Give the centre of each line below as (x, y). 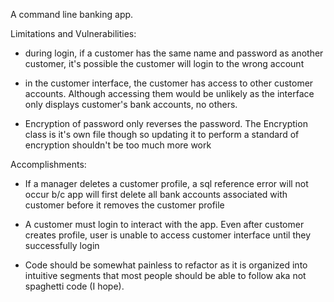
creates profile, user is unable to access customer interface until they (168, 235)
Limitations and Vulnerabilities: (73, 33)
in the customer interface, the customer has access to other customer (169, 83)
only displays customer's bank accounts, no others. (131, 104)
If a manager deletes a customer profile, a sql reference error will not (166, 183)
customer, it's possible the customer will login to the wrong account (164, 63)
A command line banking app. (72, 14)
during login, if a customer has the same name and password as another (174, 53)
